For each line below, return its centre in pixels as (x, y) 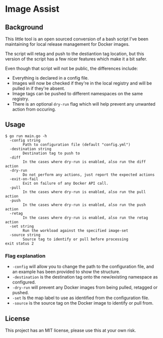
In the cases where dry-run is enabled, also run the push (84, 205)
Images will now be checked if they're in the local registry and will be (82, 83)
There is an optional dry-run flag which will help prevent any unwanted (84, 104)
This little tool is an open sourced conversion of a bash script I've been (77, 39)
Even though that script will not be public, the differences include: (72, 68)
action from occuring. (34, 109)
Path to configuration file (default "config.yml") (77, 144)
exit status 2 (20, 243)
